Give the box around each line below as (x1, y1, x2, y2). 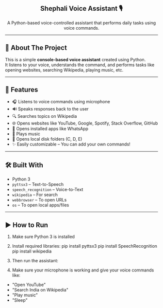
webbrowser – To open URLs (12, 197, 67, 203)
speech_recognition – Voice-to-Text (12, 187, 83, 193)
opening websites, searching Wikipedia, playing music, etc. (5, 67, 124, 72)
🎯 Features (5, 86, 38, 94)
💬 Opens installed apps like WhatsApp (12, 126, 89, 132)
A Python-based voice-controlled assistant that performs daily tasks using (7, 19, 156, 26)
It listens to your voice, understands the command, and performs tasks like (5, 62, 155, 68)
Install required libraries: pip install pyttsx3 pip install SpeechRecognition (12, 243, 158, 249)
